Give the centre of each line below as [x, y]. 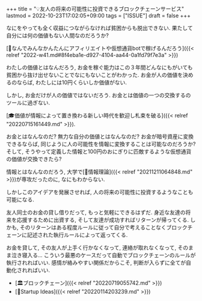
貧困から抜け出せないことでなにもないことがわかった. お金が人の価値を [95, 75]
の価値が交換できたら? [34, 159]
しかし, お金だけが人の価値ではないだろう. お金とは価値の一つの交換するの [99, 95]
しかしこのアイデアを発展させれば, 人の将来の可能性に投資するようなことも [100, 192]
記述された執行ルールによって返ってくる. [77, 235]
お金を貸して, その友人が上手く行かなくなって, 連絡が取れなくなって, [91, 248]
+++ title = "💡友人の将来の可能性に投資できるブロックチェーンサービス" [95, 9]
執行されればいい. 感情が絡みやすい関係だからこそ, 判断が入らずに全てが [96, 263]
